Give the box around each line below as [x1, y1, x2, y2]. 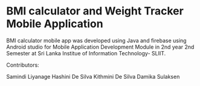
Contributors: [6, 61, 39, 69]
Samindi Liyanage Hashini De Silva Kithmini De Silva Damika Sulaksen [6, 73, 180, 80]
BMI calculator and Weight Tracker [6, 4, 184, 18]
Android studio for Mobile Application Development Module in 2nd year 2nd [6, 43, 195, 51]
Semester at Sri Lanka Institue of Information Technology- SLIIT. [6, 49, 166, 57]
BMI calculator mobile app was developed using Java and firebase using [6, 37, 187, 44]
